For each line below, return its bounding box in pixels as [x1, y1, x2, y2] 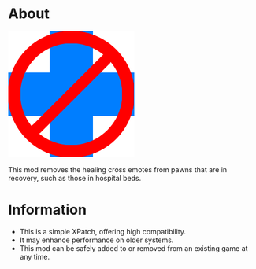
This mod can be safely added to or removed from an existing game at [19, 243, 248, 252]
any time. [19, 252, 50, 261]
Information [8, 201, 87, 219]
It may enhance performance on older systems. [19, 235, 174, 245]
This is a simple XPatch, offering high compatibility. [19, 227, 187, 236]
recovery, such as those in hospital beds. [8, 173, 142, 182]
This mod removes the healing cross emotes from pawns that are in [8, 164, 228, 174]
